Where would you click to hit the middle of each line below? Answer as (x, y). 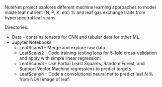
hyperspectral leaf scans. (31, 18)
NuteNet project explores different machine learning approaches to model (80, 7)
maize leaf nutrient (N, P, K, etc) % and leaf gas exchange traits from (75, 12)
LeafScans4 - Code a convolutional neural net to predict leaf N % (86, 74)
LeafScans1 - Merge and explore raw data (62, 47)
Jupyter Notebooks (32, 42)
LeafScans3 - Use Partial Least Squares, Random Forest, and (82, 63)
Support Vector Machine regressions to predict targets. (76, 69)
